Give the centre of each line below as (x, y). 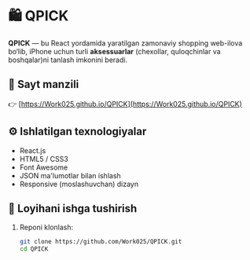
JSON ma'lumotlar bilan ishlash (70, 175)
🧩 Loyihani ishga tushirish (73, 209)
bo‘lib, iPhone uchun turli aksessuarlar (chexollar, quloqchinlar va (115, 51)
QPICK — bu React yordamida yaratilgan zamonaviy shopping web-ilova (125, 43)
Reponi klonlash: (46, 227)
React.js (33, 150)
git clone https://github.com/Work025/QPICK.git (101, 242)
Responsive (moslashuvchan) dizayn (79, 184)
